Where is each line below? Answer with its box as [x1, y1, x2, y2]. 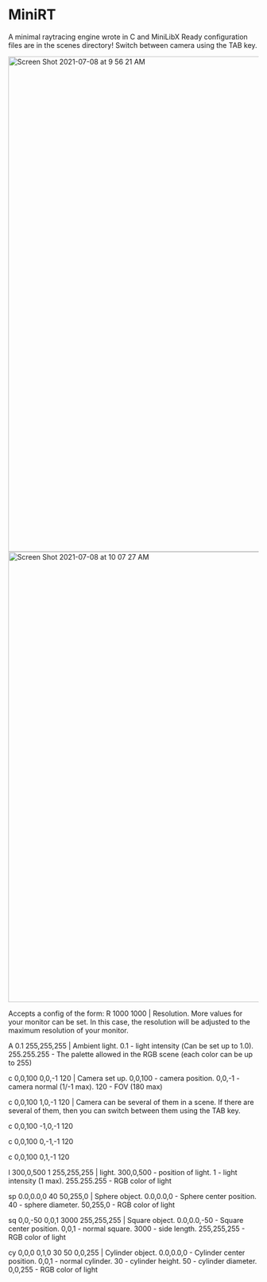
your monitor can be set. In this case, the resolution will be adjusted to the [8, 1017, 250, 1026]
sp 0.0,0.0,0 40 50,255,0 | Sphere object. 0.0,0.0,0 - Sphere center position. [8, 1191, 257, 1201]
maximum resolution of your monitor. [8, 1025, 129, 1035]
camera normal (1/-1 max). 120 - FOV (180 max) [8, 1082, 163, 1091]
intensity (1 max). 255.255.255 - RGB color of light [8, 1176, 172, 1186]
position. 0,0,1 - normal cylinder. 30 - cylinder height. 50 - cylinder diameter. [8, 1256, 257, 1265]
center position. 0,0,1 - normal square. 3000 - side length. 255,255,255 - [8, 1224, 246, 1233]
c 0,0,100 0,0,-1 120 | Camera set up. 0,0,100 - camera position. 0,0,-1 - [8, 1073, 240, 1083]
